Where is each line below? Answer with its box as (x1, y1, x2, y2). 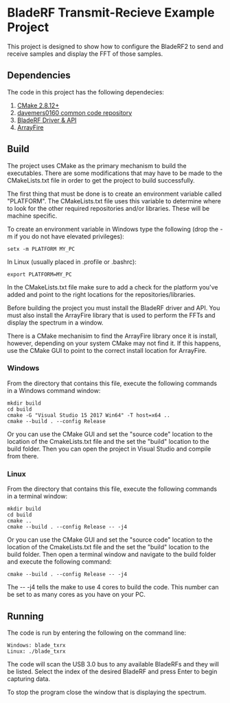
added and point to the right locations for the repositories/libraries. (7, 290, 196, 298)
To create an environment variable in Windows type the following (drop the (7, 225, 218, 233)
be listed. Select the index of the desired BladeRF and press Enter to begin (7, 667, 218, 675)
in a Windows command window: (7, 386, 101, 394)
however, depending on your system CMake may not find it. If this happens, (7, 339, 221, 347)
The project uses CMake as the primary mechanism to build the (7, 161, 187, 170)
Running (7, 610, 45, 622)
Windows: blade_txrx (7, 642, 67, 649)
